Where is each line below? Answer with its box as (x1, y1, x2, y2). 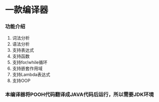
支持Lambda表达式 (12, 72, 51, 78)
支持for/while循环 (12, 60, 48, 65)
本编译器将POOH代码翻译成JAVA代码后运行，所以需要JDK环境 (5, 91, 154, 98)
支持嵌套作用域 (12, 65, 43, 71)
